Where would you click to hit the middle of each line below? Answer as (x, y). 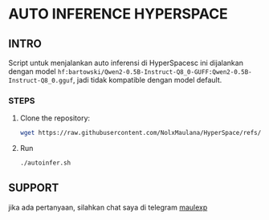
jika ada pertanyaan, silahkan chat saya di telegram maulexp (108, 207)
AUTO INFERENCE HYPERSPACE (118, 14)
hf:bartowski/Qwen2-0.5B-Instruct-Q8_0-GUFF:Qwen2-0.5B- (155, 72)
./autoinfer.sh (45, 163)
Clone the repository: (55, 118)
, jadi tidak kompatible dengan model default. (147, 80)
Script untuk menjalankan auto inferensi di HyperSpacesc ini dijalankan (126, 63)
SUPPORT (34, 188)
